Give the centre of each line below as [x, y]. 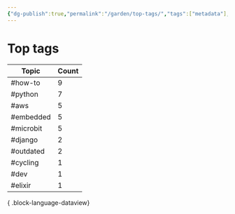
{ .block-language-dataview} [49, 202]
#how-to [26, 83]
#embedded [31, 116]
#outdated [28, 151]
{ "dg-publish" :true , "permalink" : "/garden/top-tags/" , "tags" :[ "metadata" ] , [119, 14]
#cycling [25, 162]
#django [24, 140]
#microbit [27, 128]
